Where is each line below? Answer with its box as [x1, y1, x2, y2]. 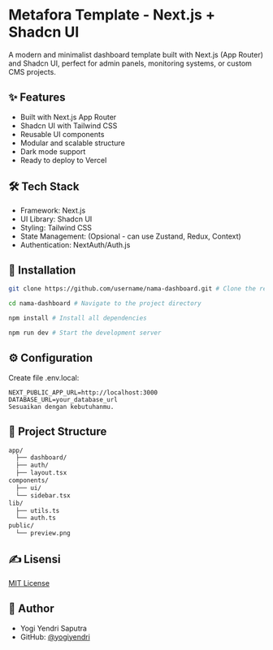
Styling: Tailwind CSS [19, 222, 92, 232]
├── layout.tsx [15, 469, 67, 477]
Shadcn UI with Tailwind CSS [19, 120, 118, 131]
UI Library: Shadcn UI [19, 213, 93, 224]
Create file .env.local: [8, 372, 80, 382]
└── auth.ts [15, 514, 57, 523]
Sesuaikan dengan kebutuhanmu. [8, 402, 115, 411]
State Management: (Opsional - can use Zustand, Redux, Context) [19, 231, 241, 241]
